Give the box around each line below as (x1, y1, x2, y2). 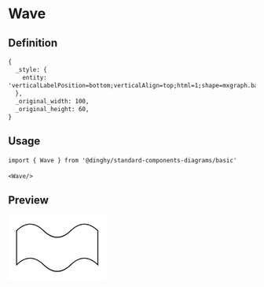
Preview (8, 194, 49, 207)
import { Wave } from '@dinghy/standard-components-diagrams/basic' (8, 156, 237, 164)
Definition (8, 36, 57, 50)
